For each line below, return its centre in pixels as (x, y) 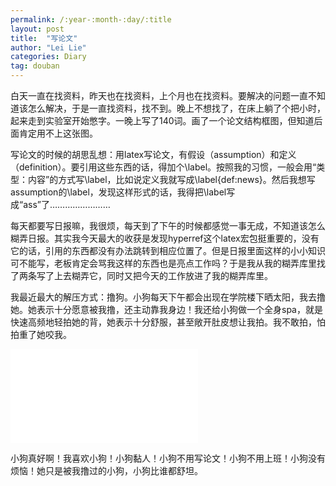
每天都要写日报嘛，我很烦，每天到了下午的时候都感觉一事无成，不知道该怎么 (168, 225)
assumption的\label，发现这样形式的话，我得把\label (118, 192)
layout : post (37, 29)
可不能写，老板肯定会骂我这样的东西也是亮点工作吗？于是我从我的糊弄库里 (163, 263)
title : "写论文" (44, 38)
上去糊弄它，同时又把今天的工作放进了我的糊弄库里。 (163, 275)
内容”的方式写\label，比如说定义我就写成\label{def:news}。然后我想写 (171, 179)
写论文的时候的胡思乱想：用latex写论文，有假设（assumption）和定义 (153, 154)
